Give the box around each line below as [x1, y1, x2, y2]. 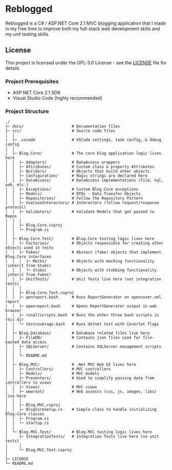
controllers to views [5, 380, 52, 385]
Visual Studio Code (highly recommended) [12, 95, 103, 101]
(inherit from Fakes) [5, 272, 52, 277]
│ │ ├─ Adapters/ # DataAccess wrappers [5, 160, 120, 165]
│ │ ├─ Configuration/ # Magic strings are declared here [5, 173, 147, 179]
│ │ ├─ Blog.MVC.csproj [5, 403, 60, 408]
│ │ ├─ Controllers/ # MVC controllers [5, 367, 111, 372]
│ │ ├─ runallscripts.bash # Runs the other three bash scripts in [5, 313, 159, 318]
